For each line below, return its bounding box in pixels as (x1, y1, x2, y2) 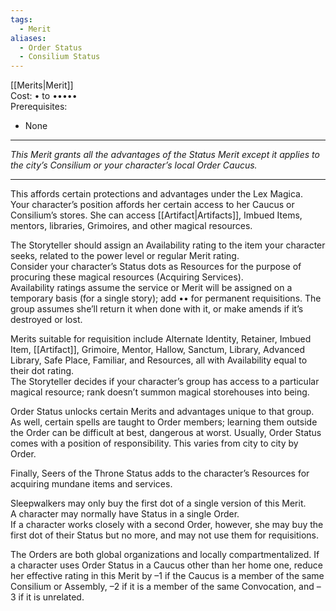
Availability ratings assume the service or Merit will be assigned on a (10, 282, 293, 294)
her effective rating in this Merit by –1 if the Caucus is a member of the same (10, 570, 325, 582)
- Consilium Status (19, 52, 101, 62)
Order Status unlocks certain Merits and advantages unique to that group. (10, 406, 315, 418)
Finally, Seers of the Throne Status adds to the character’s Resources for (10, 467, 310, 480)
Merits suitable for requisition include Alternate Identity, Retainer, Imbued (10, 333, 312, 345)
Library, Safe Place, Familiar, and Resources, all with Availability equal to (10, 354, 308, 366)
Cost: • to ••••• (10, 90, 78, 102)
